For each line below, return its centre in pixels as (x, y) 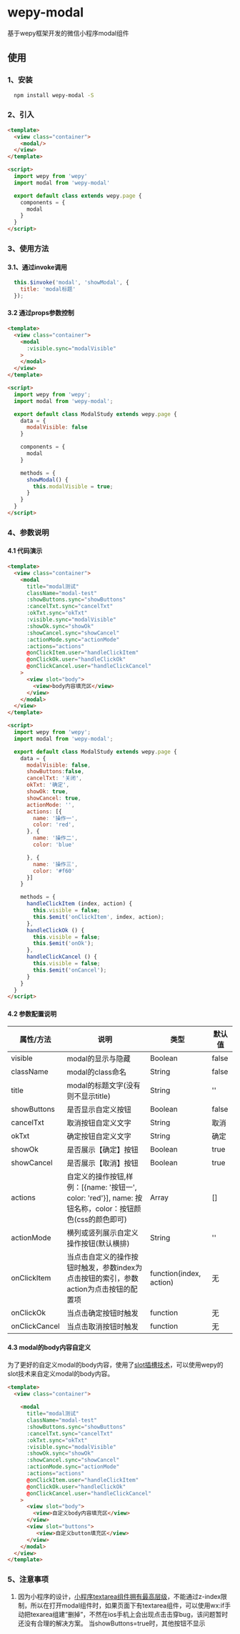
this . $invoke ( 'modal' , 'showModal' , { (72, 283)
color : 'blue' (54, 845)
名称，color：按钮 (104, 1209)
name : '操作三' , (56, 864)
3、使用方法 (28, 249)
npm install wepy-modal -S (54, 95)
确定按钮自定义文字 (99, 1137)
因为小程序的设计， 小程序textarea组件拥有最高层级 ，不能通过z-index (119, 1596)
